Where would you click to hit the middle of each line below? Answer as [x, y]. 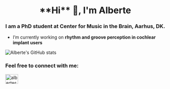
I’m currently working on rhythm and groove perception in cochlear [84, 37]
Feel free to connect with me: [42, 66]
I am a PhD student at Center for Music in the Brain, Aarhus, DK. [85, 26]
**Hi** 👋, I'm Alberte [85, 10]
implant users [27, 43]
